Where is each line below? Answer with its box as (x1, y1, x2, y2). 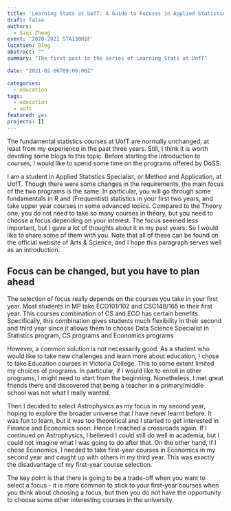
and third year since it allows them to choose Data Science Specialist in (7, 324, 210, 332)
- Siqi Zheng (13, 29, 51, 36)
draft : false (7, 17, 45, 23)
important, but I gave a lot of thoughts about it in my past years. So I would (7, 223, 219, 231)
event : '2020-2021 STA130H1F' (7, 36, 94, 43)
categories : (7, 80, 41, 87)
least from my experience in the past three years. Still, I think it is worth (7, 144, 208, 152)
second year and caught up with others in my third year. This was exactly (7, 452, 214, 461)
